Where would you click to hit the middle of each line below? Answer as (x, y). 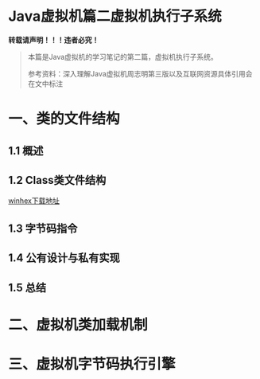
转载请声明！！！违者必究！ (54, 40)
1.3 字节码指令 (43, 228)
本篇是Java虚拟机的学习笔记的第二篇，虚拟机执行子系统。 (123, 57)
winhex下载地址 (34, 201)
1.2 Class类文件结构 (57, 180)
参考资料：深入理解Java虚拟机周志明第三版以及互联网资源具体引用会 (140, 73)
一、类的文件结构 (64, 119)
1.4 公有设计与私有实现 (64, 258)
